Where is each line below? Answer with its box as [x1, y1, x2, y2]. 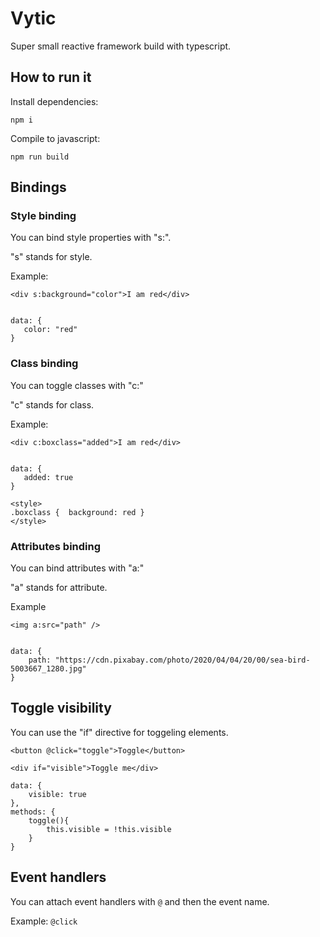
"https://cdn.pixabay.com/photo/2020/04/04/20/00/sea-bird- [54, 655, 311, 666]
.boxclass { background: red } [10, 507, 145, 517]
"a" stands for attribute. [10, 582, 108, 594]
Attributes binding [10, 539, 102, 553]
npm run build [10, 152, 70, 162]
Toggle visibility [10, 700, 112, 717]
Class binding [10, 357, 79, 371]
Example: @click [10, 915, 78, 927]
